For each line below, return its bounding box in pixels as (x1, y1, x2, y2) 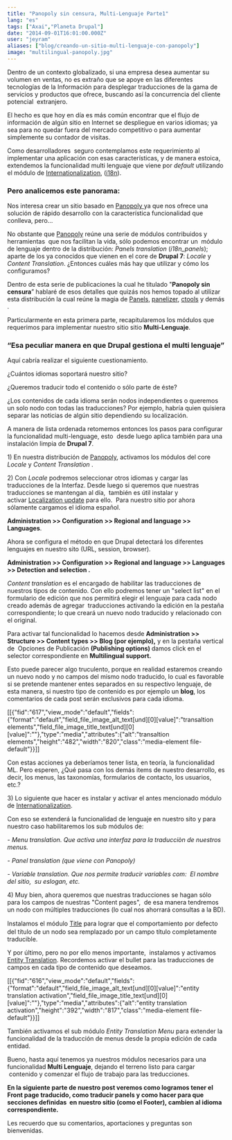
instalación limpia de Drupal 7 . (7, 439, 94, 448)
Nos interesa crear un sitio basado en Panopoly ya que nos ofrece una (7, 202, 208, 210)
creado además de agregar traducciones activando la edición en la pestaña (7, 601, 224, 610)
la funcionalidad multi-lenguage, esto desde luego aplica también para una (7, 432, 223, 441)
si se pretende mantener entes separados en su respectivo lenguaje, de (7, 680, 213, 688)
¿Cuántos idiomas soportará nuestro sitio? (7, 369, 128, 378)
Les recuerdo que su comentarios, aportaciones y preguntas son (7, 1119, 193, 1128)
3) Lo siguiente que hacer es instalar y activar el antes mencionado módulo (7, 794, 222, 803)
